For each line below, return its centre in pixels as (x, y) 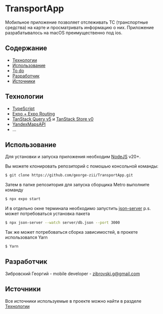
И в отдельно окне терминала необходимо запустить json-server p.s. (78, 209)
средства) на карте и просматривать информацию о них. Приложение (80, 27)
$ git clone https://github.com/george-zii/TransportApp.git (69, 175)
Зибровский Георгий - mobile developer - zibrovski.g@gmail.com (73, 274)
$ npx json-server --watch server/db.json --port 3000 (63, 223)
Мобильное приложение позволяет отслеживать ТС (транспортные (77, 22)
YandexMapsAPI (29, 124)
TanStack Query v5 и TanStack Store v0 (53, 119)
